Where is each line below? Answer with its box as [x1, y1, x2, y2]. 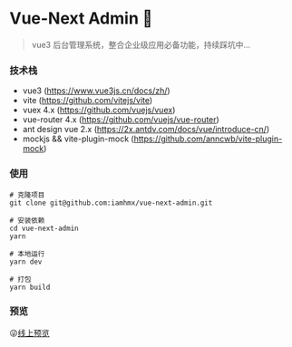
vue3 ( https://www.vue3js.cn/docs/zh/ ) [22, 85, 170, 96]
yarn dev [9, 257, 43, 266]
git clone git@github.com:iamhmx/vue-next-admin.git [9, 198, 213, 207]
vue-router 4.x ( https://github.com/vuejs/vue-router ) [22, 114, 219, 125]
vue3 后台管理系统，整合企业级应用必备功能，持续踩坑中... [31, 39, 251, 50]
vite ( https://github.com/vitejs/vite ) [22, 95, 153, 106]
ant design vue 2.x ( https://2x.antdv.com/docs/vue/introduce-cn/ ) [22, 124, 270, 135]
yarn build [9, 283, 51, 292]
